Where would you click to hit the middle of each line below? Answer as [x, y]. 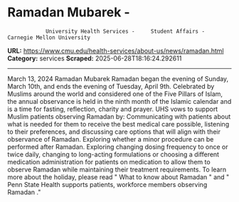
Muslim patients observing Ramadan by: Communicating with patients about [119, 116]
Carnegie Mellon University [49, 37]
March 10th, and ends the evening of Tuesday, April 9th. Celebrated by [111, 86]
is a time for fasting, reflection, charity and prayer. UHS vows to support [113, 109]
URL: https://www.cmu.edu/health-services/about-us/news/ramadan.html [116, 51]
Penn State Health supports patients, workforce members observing [107, 184]
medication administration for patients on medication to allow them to [109, 161]
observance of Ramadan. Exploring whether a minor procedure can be [111, 139]
